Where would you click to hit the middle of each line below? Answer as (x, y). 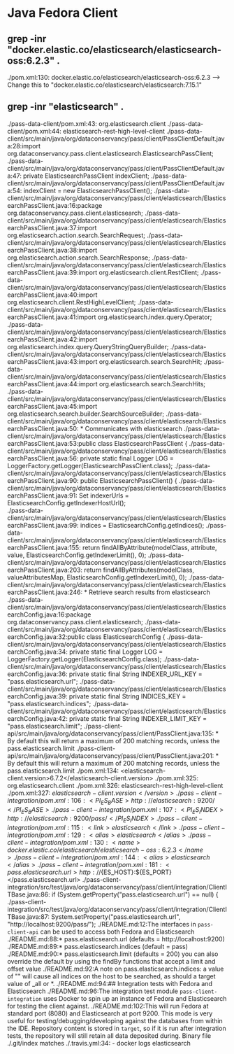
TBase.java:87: (29, 917)
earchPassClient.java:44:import (52, 384)
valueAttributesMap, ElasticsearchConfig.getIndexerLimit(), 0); (97, 577)
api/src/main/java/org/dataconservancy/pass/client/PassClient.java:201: (111, 756)
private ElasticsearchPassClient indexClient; (87, 176)
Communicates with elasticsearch (134, 428)
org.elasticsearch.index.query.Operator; (155, 317)
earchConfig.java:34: (38, 652)
